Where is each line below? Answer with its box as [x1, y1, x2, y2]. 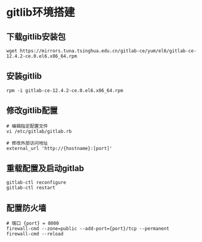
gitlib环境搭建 [6, 5, 75, 19]
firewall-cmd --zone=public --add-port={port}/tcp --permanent [6, 226, 170, 232]
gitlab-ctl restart [6, 185, 56, 191]
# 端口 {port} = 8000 [6, 220, 59, 227]
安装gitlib [6, 71, 42, 82]
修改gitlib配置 [6, 105, 58, 116]
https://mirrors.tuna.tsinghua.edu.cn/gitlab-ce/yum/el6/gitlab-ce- [19, 48, 197, 54]
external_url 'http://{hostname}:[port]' [6, 145, 113, 151]
